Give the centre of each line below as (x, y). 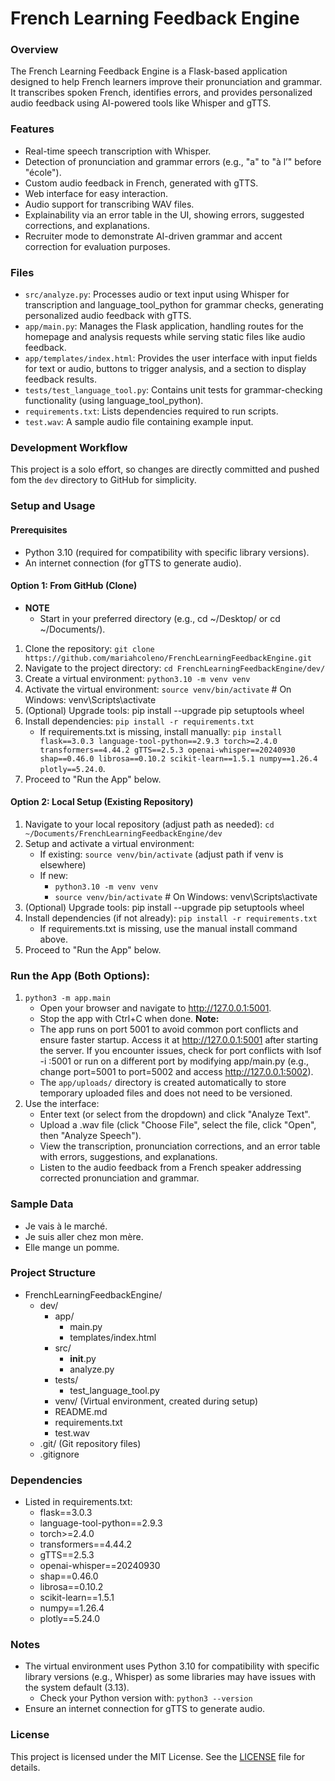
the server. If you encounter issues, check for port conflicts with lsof (180, 1051)
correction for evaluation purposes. (97, 246)
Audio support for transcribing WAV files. (109, 204)
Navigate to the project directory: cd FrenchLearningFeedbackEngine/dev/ (175, 668)
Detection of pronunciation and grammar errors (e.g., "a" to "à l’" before (173, 161)
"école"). (43, 172)
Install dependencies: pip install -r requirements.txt (139, 721)
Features (32, 129)
